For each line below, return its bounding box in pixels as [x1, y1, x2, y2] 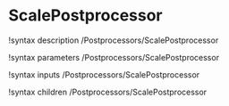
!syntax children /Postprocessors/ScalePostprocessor [8, 86, 208, 97]
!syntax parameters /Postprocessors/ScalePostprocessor [8, 52, 220, 62]
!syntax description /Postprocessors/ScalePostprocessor [8, 35, 219, 45]
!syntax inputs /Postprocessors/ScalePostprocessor [8, 69, 200, 80]
